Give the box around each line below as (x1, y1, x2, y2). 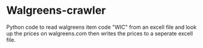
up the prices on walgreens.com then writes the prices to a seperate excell (6, 29, 193, 37)
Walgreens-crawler (6, 4, 106, 17)
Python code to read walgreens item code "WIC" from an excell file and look (6, 23, 197, 31)
